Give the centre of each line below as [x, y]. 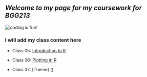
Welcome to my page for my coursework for [73, 8]
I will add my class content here [43, 40]
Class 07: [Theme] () [33, 70]
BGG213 [18, 16]
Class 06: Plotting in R [34, 60]
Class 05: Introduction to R [39, 51]
